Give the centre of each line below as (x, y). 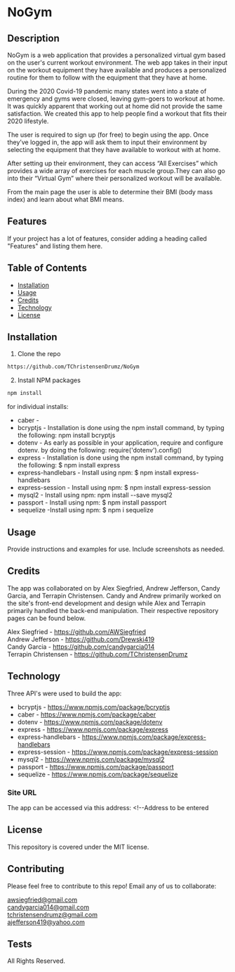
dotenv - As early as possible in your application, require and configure (120, 443)
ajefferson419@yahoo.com (46, 922)
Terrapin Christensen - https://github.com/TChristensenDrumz (98, 654)
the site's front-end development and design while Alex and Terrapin (106, 603)
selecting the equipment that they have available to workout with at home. (114, 150)
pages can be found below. (47, 618)
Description (33, 38)
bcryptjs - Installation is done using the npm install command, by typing (121, 428)
